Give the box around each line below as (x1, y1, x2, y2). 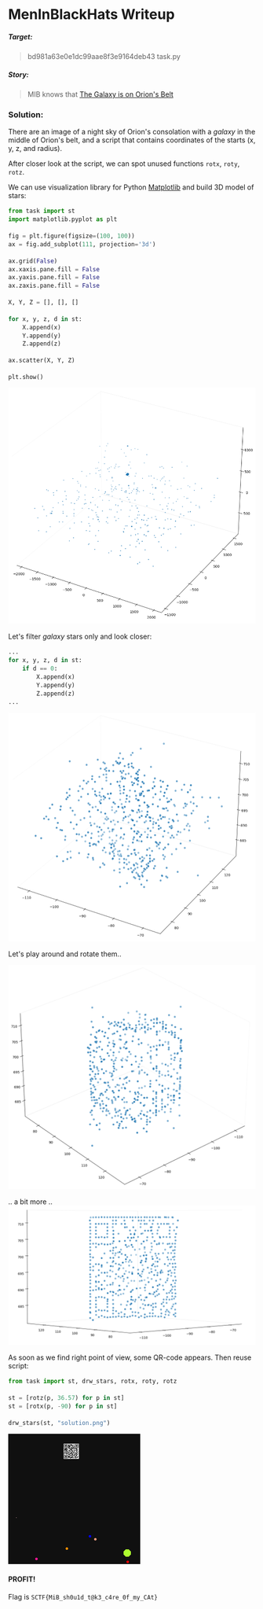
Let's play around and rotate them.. (8, 949, 122, 959)
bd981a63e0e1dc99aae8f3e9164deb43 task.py (27, 52, 181, 61)
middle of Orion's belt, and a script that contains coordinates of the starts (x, (8, 135, 256, 145)
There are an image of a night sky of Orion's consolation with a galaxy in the (8, 127, 256, 137)
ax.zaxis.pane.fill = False (8, 282, 100, 290)
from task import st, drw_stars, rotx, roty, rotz (8, 1378, 177, 1386)
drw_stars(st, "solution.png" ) (8, 1419, 111, 1427)
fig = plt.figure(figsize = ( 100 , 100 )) (8, 232, 135, 241)
